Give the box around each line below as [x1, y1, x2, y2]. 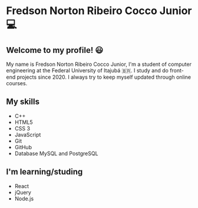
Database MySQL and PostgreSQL [14, 150, 98, 157]
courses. [6, 80, 28, 86]
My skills [6, 97, 40, 107]
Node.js [14, 195, 34, 202]
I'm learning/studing [6, 167, 83, 177]
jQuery [14, 189, 31, 196]
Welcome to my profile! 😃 [6, 45, 104, 55]
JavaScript [14, 131, 41, 138]
